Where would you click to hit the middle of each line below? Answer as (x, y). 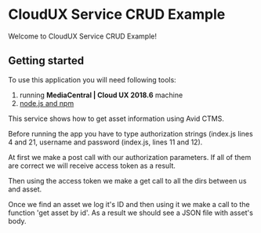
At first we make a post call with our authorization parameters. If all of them (130, 157)
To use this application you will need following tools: (92, 79)
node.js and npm (47, 103)
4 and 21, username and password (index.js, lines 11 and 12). (105, 142)
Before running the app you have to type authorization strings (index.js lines (130, 133)
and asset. (25, 189)
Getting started (46, 61)
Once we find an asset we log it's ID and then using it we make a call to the (129, 204)
